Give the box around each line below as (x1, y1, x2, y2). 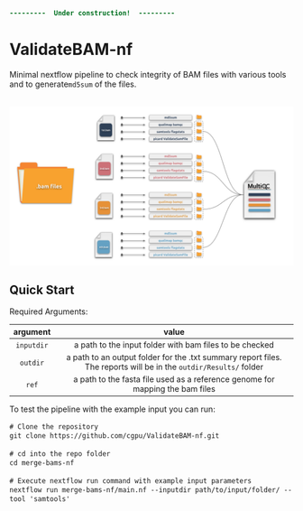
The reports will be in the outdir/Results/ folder (84, 361, 264, 373)
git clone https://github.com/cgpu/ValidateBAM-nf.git (9, 431, 220, 441)
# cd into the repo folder (9, 449, 111, 459)
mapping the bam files (132, 384, 216, 395)
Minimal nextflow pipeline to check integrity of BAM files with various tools (9, 69, 287, 79)
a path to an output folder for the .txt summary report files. (66, 352, 282, 363)
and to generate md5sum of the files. (9, 79, 137, 89)
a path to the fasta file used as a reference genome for (73, 374, 275, 385)
